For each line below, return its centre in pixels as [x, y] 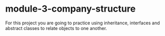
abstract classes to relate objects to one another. [56, 28]
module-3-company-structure [70, 9]
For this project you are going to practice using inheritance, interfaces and [83, 23]
